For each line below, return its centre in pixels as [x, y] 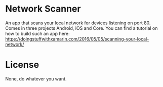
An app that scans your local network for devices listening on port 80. [78, 23]
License [22, 65]
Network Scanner [43, 9]
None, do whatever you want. [36, 78]
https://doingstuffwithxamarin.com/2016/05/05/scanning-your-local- [77, 39]
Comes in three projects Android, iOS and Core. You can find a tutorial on [81, 28]
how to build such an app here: [37, 33]
